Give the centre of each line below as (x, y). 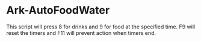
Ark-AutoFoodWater (58, 10)
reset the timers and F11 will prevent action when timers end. (81, 33)
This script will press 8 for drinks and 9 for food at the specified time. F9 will (101, 27)
